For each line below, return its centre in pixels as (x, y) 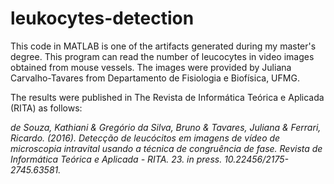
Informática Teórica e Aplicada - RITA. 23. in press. (116, 159)
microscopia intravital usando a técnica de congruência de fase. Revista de (166, 148)
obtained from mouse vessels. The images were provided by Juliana (151, 67)
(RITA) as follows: (46, 108)
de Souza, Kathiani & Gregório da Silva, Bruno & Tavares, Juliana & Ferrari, (166, 127)
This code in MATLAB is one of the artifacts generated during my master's (163, 46)
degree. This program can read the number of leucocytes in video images (162, 56)
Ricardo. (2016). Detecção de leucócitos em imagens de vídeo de (145, 138)
